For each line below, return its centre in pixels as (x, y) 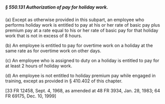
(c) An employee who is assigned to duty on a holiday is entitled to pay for (82, 60)
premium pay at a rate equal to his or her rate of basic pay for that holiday (82, 30)
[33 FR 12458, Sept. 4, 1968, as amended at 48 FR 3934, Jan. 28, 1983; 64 (83, 90)
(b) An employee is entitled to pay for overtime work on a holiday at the (79, 45)
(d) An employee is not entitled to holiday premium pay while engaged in (80, 75)
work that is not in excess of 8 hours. (44, 36)
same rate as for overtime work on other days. (53, 51)
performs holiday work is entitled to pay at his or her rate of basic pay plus (83, 25)
